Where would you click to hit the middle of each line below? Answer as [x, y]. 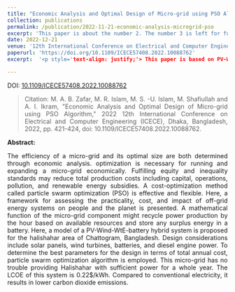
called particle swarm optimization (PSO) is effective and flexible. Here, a [117, 193]
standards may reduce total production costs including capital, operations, [117, 178]
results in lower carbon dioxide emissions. [68, 282]
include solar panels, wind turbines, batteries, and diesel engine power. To [117, 245]
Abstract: [21, 142]
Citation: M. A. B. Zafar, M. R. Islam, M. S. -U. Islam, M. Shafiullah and [126, 99]
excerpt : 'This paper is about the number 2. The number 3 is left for [114, 33]
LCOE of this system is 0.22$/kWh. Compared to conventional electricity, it [117, 274]
